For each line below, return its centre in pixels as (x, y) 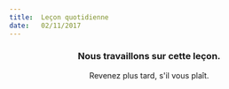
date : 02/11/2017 (45, 26)
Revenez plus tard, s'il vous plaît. (149, 75)
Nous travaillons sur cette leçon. (149, 56)
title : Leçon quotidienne (59, 17)
